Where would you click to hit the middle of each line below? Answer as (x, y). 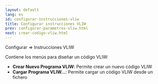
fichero (20, 77)
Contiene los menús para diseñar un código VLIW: (57, 57)
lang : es (14, 14)
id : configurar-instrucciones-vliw (42, 19)
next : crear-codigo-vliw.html (37, 33)
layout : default (22, 10)
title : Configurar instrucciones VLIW (45, 24)
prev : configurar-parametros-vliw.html (47, 28)
